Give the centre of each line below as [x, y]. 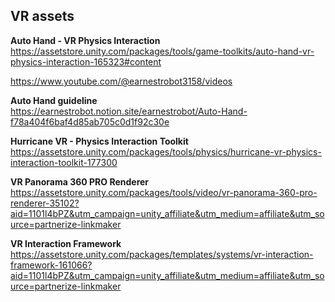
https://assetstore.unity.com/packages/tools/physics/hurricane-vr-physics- [166, 151]
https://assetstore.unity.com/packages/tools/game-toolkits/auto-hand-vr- [162, 51]
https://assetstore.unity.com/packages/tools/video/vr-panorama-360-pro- [164, 192]
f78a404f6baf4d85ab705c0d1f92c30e [90, 121]
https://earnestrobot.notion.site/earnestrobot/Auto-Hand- [129, 111]
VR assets [42, 16]
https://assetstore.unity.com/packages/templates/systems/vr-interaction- [162, 254]
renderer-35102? [45, 203]
